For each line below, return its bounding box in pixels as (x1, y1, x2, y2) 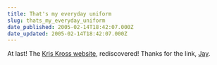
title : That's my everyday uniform (7, 10, 112, 18)
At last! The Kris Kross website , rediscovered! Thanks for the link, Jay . (7, 49, 211, 58)
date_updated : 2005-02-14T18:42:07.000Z (7, 30, 128, 37)
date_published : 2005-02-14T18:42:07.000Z (7, 23, 134, 30)
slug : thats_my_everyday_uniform (7, 17, 106, 24)
